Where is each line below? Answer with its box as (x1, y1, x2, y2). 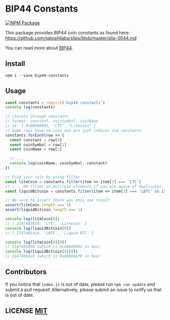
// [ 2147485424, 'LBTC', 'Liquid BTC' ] (5, 230, 94, 235)
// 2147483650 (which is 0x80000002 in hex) (5, 244, 101, 250)
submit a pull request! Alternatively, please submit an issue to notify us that (5, 287, 162, 293)
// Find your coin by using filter (5, 174, 80, 180)
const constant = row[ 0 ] (10, 137, 62, 142)
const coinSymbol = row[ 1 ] (10, 142, 67, 147)
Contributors (5, 268, 47, 276)
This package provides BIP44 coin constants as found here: (5, 29, 130, 35)
